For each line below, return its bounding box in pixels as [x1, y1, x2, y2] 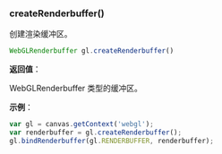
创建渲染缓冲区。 [9, 29, 73, 39]
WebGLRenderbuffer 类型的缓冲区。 [9, 83, 143, 94]
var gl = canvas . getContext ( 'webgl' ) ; [9, 120, 154, 129]
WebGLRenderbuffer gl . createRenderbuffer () [9, 47, 175, 56]
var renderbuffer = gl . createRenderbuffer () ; [9, 128, 182, 137]
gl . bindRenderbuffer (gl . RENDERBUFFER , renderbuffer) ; [9, 136, 215, 145]
